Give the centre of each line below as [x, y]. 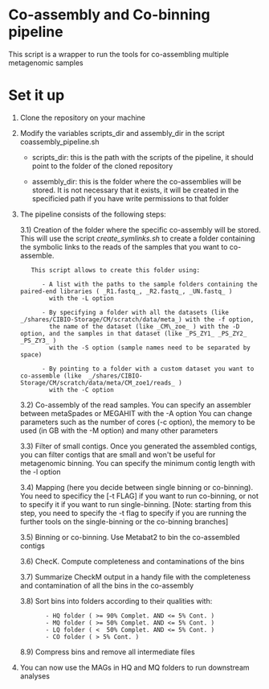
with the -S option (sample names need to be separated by [150, 348]
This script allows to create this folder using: [116, 270]
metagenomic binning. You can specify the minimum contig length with [137, 463]
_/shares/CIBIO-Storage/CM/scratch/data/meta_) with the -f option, [137, 320]
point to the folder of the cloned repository [102, 166]
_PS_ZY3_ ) [38, 340]
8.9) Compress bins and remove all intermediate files [107, 652]
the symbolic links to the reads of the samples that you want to [124, 246]
